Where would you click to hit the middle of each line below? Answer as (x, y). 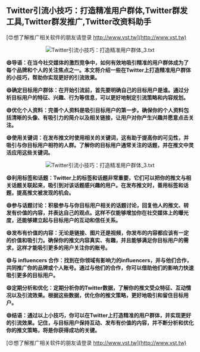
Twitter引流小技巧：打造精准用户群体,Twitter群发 (97, 11)
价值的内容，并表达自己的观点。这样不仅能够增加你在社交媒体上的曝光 (102, 212)
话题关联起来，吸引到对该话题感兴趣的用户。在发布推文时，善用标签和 (97, 185)
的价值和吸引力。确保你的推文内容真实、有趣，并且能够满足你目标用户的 (95, 240)
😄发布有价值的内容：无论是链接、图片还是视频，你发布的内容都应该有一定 (98, 232)
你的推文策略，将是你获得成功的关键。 (53, 330)
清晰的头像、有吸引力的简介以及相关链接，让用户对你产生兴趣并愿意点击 (100, 117)
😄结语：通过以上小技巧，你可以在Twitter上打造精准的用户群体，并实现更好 (99, 315)
